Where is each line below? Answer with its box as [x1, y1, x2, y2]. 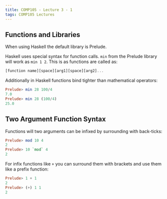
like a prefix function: [5, 166, 49, 172]
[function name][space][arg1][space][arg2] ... [5, 68, 104, 73]
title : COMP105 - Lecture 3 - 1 [5, 7, 72, 12]
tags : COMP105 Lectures [5, 12, 55, 17]
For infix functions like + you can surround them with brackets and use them [5, 161, 161, 166]
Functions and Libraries [5, 30, 80, 39]
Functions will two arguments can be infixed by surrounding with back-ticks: [5, 128, 162, 134]
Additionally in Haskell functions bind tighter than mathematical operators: [5, 77, 158, 83]
